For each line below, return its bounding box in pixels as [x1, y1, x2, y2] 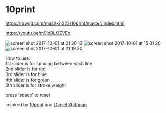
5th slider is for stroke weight [5, 82, 66, 88]
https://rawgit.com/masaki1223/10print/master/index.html [5, 20, 125, 26]
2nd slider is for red [5, 66, 46, 72]
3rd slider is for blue [5, 71, 47, 77]
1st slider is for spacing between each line [5, 60, 92, 66]
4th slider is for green [5, 77, 50, 83]
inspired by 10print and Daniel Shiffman [5, 101, 87, 107]
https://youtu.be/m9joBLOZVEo [5, 30, 71, 36]
